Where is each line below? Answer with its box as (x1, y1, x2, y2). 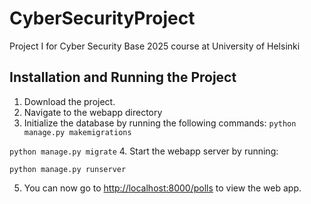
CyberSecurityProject (9, 7, 196, 30)
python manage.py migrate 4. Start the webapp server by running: (9, 145, 279, 157)
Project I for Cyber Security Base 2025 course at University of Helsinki (9, 40, 301, 52)
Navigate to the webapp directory (23, 106, 163, 118)
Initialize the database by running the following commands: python (23, 117, 297, 129)
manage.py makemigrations (23, 127, 132, 137)
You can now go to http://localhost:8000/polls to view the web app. (23, 182, 302, 194)
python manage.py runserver (9, 164, 127, 174)
